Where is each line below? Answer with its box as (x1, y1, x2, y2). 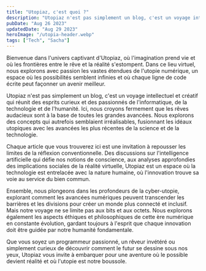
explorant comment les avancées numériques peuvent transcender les (6, 194, 185, 201)
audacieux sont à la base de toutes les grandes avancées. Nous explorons (6, 111, 194, 119)
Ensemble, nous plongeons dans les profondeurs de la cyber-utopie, (6, 187, 180, 195)
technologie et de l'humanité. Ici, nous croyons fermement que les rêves (6, 105, 189, 112)
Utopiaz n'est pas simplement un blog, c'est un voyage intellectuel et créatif (6, 92, 198, 99)
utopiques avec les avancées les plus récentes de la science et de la (6, 125, 180, 132)
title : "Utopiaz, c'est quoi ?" (6, 9, 89, 15)
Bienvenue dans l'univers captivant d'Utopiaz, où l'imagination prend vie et (6, 54, 196, 61)
